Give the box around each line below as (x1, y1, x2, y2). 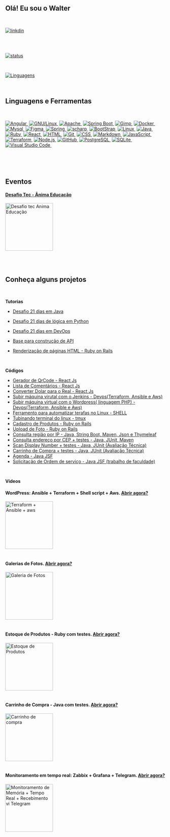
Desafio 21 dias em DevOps (12, 328, 71, 334)
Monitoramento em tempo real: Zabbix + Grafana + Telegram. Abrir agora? (5, 772, 165, 778)
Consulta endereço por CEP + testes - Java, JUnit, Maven (12, 437, 134, 443)
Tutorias (5, 299, 24, 305)
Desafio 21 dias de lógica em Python (12, 318, 89, 325)
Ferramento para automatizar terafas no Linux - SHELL (12, 410, 127, 416)
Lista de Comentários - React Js (12, 383, 80, 389)
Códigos (5, 367, 24, 373)
